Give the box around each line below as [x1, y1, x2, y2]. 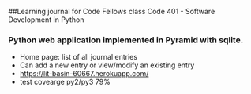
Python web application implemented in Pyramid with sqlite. [8, 34, 244, 45]
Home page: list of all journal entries [19, 52, 138, 62]
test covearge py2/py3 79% [19, 78, 111, 87]
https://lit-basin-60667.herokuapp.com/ [19, 69, 149, 78]
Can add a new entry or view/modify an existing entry [19, 60, 195, 70]
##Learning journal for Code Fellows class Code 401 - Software [8, 7, 215, 16]
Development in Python [8, 15, 84, 24]
